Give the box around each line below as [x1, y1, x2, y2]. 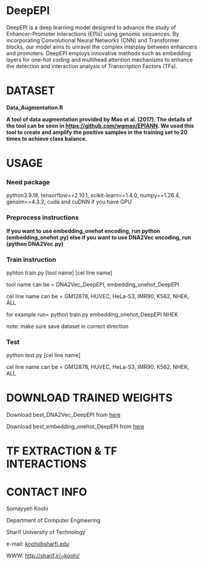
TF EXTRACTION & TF [6, 444, 118, 458]
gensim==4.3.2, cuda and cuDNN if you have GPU [6, 198, 132, 205]
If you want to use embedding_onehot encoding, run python [6, 227, 161, 235]
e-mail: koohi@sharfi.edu [6, 540, 70, 547]
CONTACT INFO [6, 485, 87, 499]
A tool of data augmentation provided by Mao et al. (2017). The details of [6, 115, 192, 123]
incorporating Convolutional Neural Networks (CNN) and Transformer [6, 36, 180, 44]
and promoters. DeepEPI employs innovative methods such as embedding [6, 49, 191, 56]
